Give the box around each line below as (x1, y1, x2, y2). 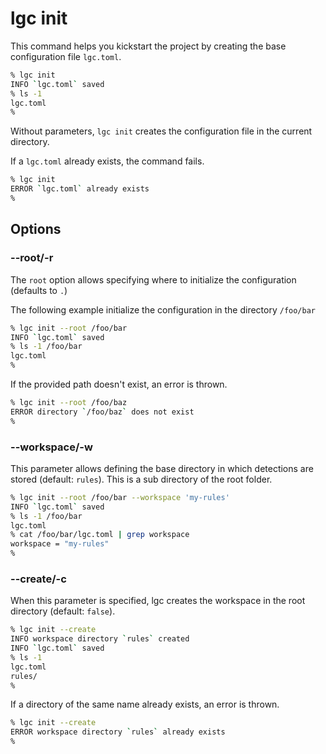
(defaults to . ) (10, 284, 68, 296)
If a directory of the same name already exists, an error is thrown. (10, 698, 280, 711)
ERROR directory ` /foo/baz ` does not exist (10, 407, 195, 417)
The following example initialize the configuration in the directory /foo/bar (10, 303, 317, 316)
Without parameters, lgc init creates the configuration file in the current (10, 125, 313, 137)
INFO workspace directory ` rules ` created (10, 634, 190, 644)
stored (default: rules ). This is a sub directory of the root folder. (10, 473, 273, 485)
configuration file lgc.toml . (10, 50, 122, 62)
